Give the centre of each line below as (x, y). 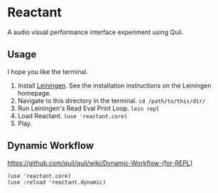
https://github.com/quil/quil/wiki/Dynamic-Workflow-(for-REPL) (100, 163)
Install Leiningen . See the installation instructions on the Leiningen (114, 85)
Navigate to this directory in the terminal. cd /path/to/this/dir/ (111, 100)
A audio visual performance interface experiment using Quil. (96, 32)
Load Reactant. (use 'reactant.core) (72, 115)
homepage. (34, 93)
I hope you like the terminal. (48, 71)
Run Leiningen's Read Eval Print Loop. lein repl (88, 108)
